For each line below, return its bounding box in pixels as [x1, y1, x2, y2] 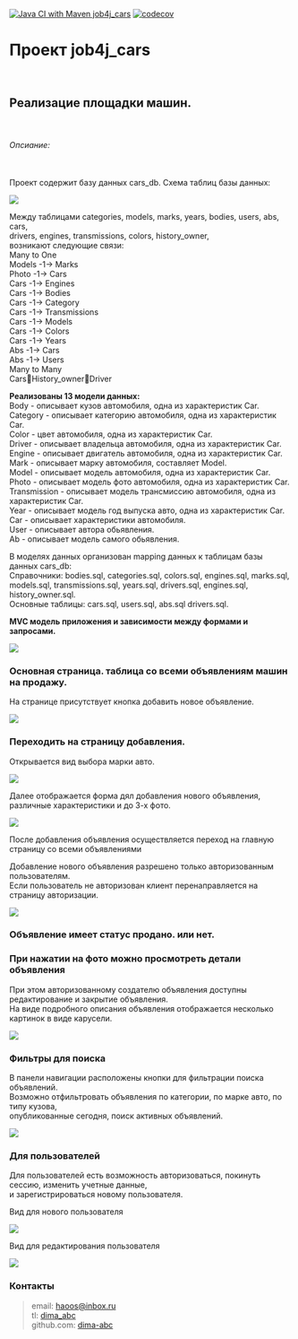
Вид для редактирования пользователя [9, 1240, 160, 1251]
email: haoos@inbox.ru [30, 1300, 116, 1311]
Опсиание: [9, 140, 51, 151]
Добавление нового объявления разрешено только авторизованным [9, 861, 275, 872]
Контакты [9, 1280, 55, 1292]
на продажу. [9, 675, 68, 688]
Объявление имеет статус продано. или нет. [9, 928, 215, 941]
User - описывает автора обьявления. [9, 524, 155, 535]
